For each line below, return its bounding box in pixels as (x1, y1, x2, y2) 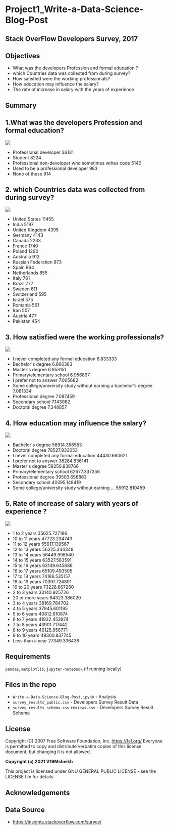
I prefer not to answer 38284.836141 (12, 458, 88, 464)
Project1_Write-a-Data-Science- (5, 4, 144, 15)
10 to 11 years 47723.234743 (12, 535, 72, 542)
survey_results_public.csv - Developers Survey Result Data (12, 699, 139, 705)
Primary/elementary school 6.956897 (12, 372, 90, 378)
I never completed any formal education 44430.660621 (12, 453, 128, 459)
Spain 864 (12, 265, 34, 271)
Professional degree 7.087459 (12, 394, 75, 400)
